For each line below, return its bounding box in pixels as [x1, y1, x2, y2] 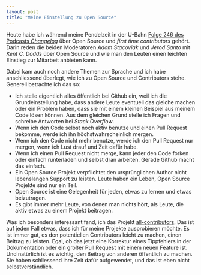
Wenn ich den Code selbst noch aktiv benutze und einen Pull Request [14, 124, 187, 131]
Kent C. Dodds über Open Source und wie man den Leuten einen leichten [6, 50, 188, 57]
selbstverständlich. [6, 263, 53, 270]
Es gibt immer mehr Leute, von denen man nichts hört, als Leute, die [14, 200, 184, 207]
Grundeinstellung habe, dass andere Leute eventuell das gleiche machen [14, 98, 196, 105]
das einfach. [14, 162, 46, 170]
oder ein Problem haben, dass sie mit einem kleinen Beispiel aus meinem [14, 105, 195, 112]
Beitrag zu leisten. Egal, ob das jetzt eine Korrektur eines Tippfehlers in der [6, 237, 191, 244]
